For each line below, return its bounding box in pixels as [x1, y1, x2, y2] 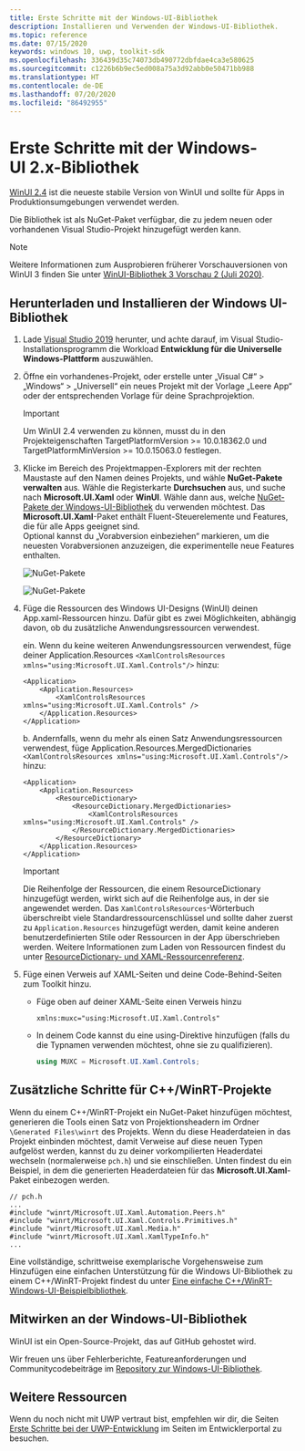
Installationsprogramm [22, 344, 107, 355]
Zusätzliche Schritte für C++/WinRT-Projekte [9, 1083, 272, 1098]
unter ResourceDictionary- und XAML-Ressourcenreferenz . [22, 951, 245, 962]
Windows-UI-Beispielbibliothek [9, 1285, 127, 1296]
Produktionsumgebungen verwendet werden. [9, 197, 179, 208]
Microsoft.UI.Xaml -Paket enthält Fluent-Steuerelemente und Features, [22, 512, 289, 523]
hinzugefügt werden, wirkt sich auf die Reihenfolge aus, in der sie [22, 893, 269, 904]
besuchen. [9, 1433, 50, 1444]
